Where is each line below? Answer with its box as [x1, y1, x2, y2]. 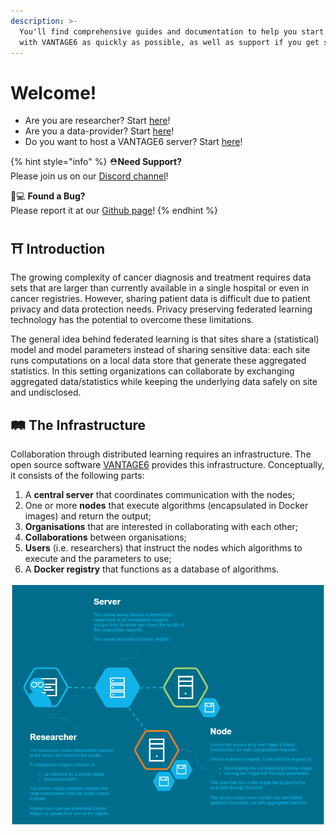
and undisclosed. [10, 386, 82, 399]
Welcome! [10, 81, 97, 104]
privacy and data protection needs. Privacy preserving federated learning [10, 303, 313, 315]
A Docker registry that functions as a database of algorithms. [24, 563, 280, 575]
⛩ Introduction [10, 240, 106, 257]
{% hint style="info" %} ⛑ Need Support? [10, 156, 182, 168]
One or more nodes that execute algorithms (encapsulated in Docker [24, 499, 309, 511]
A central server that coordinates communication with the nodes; [24, 488, 295, 500]
